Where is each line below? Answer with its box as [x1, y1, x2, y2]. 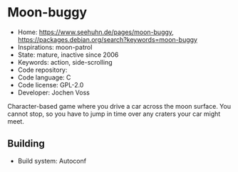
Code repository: [17, 65, 68, 74]
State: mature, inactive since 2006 [17, 50, 119, 59]
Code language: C [17, 72, 71, 82]
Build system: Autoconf [17, 156, 87, 165]
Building [7, 138, 45, 150]
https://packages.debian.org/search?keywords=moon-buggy [17, 35, 198, 43]
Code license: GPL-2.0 [17, 80, 84, 89]
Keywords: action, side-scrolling [17, 58, 113, 66]
